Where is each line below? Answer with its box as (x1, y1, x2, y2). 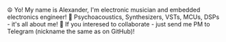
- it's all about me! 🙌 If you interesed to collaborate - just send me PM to (7, 20, 210, 28)
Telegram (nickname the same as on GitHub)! (7, 27, 135, 35)
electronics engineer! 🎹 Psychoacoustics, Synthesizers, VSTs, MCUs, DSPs (7, 13, 220, 21)
